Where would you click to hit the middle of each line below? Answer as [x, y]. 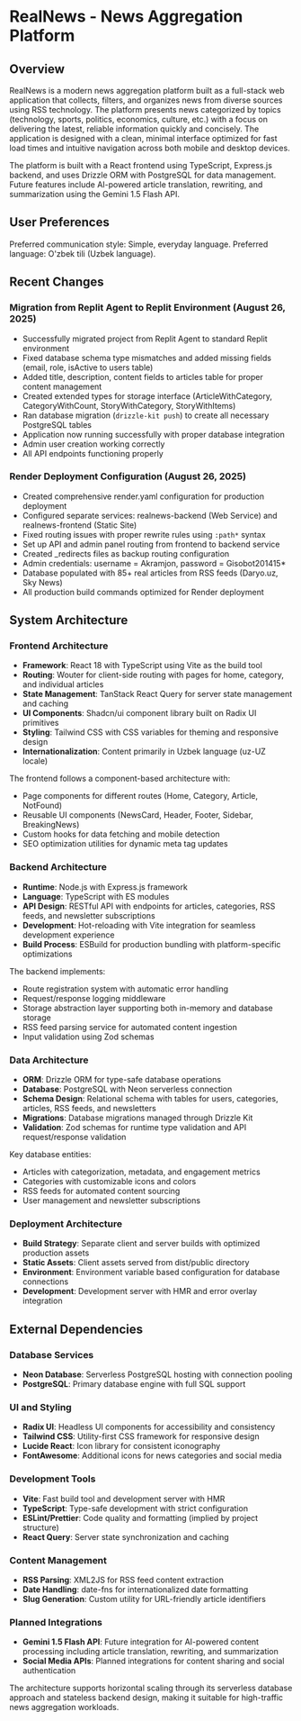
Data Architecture [49, 1060]
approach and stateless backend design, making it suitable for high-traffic [146, 1698]
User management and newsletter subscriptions [111, 1200]
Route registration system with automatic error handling [125, 989]
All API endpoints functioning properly [93, 453]
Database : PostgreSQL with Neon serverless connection [127, 1089]
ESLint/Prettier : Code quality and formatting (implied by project [140, 1517]
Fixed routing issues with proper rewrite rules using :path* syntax [144, 534]
